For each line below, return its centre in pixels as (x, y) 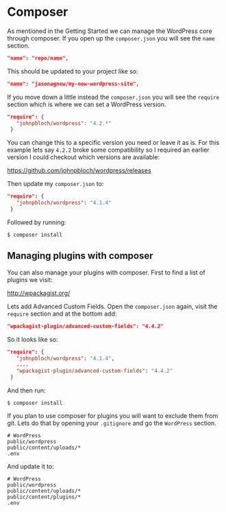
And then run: (26, 391)
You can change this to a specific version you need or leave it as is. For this (113, 143)
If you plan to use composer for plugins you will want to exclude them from (113, 416)
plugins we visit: (30, 279)
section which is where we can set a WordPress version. (87, 104)
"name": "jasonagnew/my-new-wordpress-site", (73, 84)
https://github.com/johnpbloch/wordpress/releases (79, 171)
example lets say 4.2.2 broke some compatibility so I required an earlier (109, 150)
